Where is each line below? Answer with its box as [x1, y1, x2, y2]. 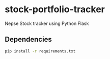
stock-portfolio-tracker [5, 4, 105, 15]
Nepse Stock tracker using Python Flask [5, 20, 89, 26]
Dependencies [5, 35, 52, 44]
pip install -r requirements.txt [5, 48, 76, 54]
